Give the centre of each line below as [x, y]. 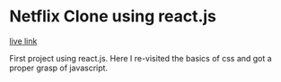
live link [23, 41]
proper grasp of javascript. [59, 68]
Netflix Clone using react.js [113, 16]
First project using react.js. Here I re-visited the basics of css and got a [140, 58]
